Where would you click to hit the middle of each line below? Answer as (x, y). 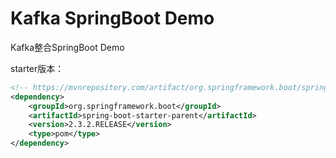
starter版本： (37, 68)
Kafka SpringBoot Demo (112, 18)
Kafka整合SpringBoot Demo (67, 47)
